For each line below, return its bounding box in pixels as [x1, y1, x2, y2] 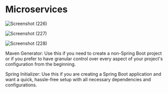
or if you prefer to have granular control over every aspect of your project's [5, 55, 163, 62]
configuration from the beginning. [5, 61, 76, 67]
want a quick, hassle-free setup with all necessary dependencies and [5, 76, 151, 82]
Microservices [5, 4, 68, 15]
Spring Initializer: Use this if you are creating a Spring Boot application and [5, 71, 161, 77]
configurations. [5, 82, 37, 88]
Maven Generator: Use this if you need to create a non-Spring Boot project [5, 50, 162, 56]
